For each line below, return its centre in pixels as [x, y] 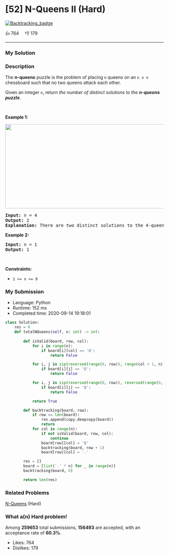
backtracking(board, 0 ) [48, 471]
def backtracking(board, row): [56, 410]
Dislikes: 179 [25, 548]
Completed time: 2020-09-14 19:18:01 [52, 313]
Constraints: [19, 269]
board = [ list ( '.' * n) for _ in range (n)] [69, 466]
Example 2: [17, 235]
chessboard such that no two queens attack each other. [63, 83]
